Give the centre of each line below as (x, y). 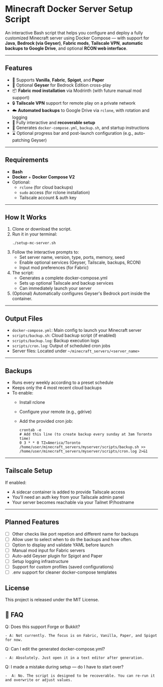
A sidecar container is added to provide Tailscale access (68, 492)
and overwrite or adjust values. (39, 680)
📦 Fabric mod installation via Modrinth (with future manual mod (77, 90)
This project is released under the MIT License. (52, 599)
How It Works (26, 217)
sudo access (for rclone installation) (55, 192)
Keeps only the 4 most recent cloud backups (57, 388)
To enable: (23, 393)
